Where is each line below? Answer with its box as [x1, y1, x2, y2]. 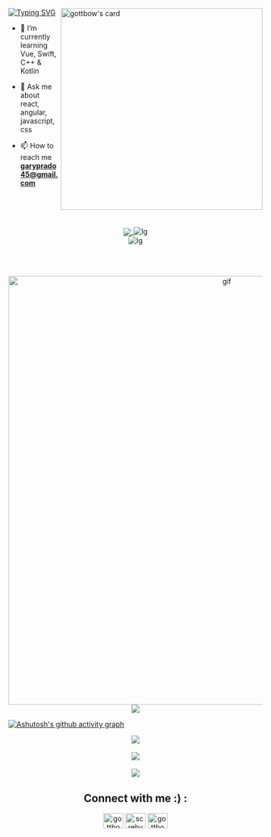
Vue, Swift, [19, 49, 57, 58]
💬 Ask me [19, 82, 52, 91]
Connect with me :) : [83, 791, 188, 805]
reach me [19, 153, 52, 161]
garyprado [19, 161, 56, 170]
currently [19, 32, 51, 41]
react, [19, 99, 40, 108]
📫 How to [19, 141, 54, 150]
